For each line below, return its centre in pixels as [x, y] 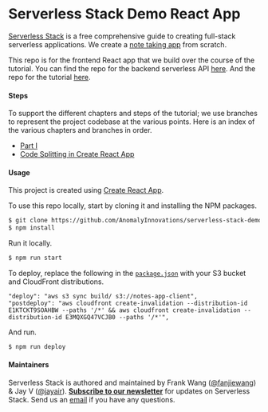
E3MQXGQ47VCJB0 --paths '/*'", [117, 317]
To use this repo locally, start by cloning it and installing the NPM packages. [133, 206]
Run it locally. [30, 243]
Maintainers [29, 365]
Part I [29, 146]
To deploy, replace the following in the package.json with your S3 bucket [127, 273]
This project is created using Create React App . [86, 190]
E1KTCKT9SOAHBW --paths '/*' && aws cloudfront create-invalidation [124, 310]
